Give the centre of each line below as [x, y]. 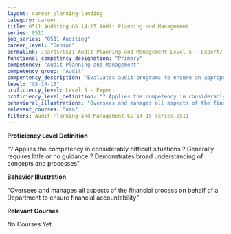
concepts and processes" [44, 163]
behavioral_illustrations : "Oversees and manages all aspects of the [109, 103]
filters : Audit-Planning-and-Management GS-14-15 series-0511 [98, 116]
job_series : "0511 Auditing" [49, 39]
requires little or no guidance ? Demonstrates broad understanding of [105, 156]
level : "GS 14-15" [33, 84]
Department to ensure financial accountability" [73, 198]
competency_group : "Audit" [46, 71]
